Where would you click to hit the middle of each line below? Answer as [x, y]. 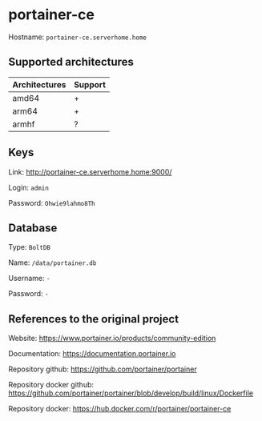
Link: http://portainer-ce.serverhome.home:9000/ [90, 172]
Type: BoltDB [29, 247]
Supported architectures [71, 62]
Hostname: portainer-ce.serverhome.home [77, 37]
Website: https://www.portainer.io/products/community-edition [112, 339]
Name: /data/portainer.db [52, 263]
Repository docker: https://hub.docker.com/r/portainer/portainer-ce [120, 409]
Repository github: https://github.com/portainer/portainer [103, 369]
